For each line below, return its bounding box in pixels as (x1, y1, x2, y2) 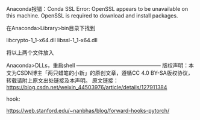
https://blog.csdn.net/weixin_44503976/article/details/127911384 (6, 84, 167, 90)
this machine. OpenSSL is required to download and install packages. (6, 12, 178, 19)
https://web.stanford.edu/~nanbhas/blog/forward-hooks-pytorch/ (6, 107, 170, 114)
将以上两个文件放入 (6, 49, 54, 56)
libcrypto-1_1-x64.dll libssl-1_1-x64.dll (6, 37, 98, 43)
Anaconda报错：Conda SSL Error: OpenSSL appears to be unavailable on (6, 5, 189, 12)
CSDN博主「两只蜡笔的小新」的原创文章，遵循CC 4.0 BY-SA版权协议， (16, 69, 193, 77)
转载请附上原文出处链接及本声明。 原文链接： (6, 77, 119, 84)
